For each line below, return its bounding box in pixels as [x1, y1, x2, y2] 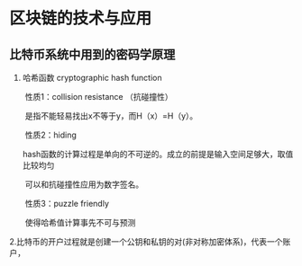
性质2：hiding [24, 129, 77, 140]
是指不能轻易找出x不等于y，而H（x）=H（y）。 [24, 111, 198, 121]
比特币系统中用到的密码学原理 [9, 47, 176, 62]
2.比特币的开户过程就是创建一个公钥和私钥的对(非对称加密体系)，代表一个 [9, 236, 283, 247]
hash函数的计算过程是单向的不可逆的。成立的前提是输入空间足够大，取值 [22, 149, 294, 159]
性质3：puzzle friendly [24, 199, 110, 208]
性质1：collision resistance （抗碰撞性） [24, 92, 173, 102]
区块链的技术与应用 [9, 8, 152, 29]
